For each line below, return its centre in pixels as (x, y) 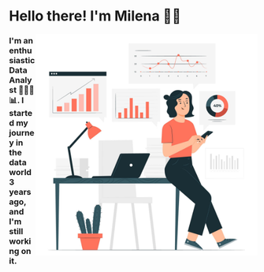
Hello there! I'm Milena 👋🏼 (95, 16)
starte (21, 114)
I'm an (21, 41)
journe (22, 133)
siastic (22, 61)
